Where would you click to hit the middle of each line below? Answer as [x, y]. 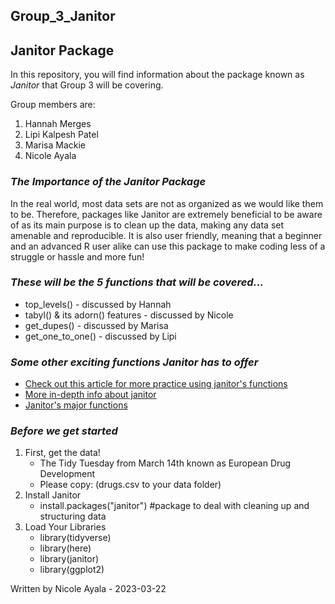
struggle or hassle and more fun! [77, 256]
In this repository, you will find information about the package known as [157, 75]
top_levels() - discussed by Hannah [98, 304]
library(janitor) [69, 559]
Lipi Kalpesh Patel [61, 135]
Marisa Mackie [55, 145]
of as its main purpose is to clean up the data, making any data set [147, 225]
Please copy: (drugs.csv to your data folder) [130, 485]
